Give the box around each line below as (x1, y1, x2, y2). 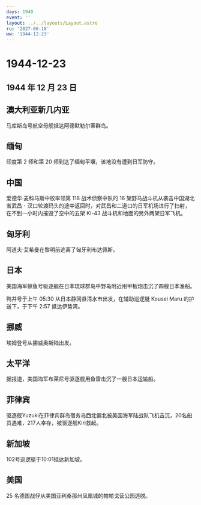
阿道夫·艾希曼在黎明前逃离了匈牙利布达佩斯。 (6, 246, 119, 253)
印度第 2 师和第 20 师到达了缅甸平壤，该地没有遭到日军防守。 (6, 158, 159, 165)
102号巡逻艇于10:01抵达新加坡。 (6, 456, 86, 463)
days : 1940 (6, 8, 34, 15)
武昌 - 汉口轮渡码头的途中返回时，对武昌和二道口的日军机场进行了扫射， (11, 202, 191, 209)
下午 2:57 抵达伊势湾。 (26, 302, 83, 310)
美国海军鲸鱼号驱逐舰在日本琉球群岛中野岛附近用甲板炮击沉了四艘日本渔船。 (6, 282, 196, 289)
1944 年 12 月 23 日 (6, 82, 77, 93)
